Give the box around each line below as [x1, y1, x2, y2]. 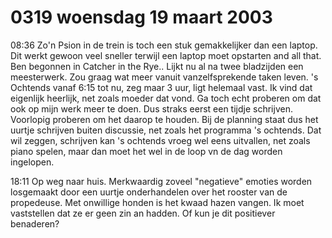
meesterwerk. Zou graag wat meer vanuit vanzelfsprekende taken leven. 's [10, 71, 319, 83]
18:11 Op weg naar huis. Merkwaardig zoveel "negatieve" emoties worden [10, 175, 313, 187]
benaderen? [10, 217, 60, 230]
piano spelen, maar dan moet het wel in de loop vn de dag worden [10, 145, 283, 157]
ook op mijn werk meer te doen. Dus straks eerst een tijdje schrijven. [10, 102, 293, 115]
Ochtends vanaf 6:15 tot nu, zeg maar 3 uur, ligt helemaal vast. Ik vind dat [10, 81, 313, 93]
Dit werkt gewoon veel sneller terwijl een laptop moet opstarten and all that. [10, 49, 322, 61]
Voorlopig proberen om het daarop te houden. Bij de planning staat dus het [10, 113, 319, 125]
